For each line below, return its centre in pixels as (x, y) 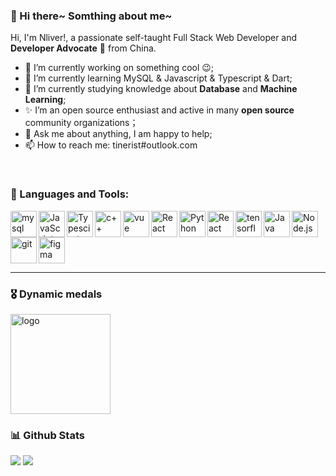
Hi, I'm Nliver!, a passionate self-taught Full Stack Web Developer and (154, 38)
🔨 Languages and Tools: (70, 194)
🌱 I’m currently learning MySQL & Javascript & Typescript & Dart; (158, 78)
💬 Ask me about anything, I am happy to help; (118, 134)
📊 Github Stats (47, 435)
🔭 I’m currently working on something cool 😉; (119, 68)
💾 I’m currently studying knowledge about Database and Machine (161, 89)
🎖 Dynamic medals (56, 294)
